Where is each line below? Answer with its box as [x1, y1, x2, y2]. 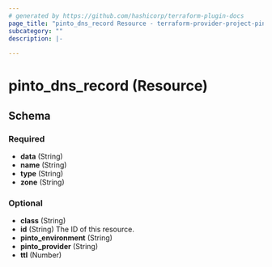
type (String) [19, 169, 64, 178]
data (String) [19, 151, 63, 161]
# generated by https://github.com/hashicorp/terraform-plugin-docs [8, 11, 244, 20]
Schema [8, 108, 51, 122]
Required [8, 133, 45, 144]
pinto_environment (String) [19, 233, 113, 243]
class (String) [19, 216, 66, 226]
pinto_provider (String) [19, 242, 99, 252]
